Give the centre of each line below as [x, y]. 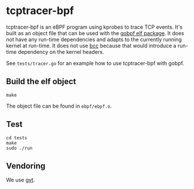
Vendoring [26, 166]
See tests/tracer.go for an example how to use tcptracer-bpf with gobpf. [95, 63]
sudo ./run [19, 148]
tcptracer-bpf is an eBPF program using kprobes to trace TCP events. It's [94, 27]
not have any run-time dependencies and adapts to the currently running [94, 39]
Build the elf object [41, 82]
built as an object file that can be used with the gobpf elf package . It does [95, 33]
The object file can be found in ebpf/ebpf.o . [59, 106]
